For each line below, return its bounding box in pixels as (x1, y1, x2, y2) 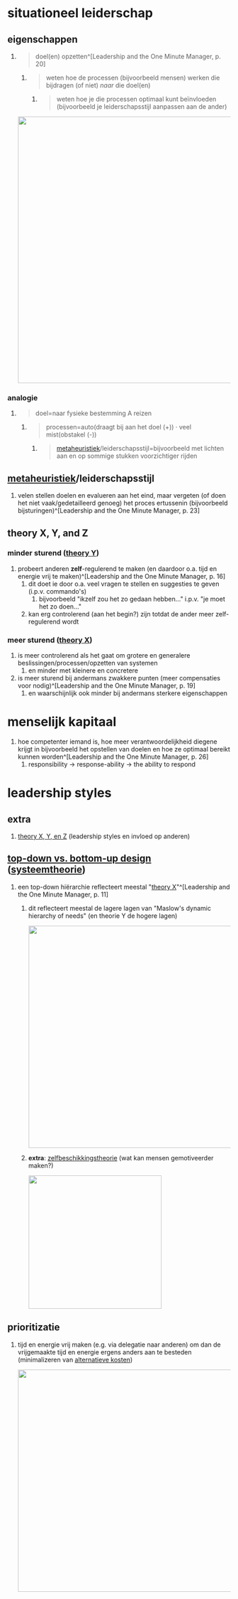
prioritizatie (7, 1321, 60, 1334)
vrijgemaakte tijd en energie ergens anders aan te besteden (17, 1347, 192, 1356)
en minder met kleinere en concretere (28, 666, 139, 675)
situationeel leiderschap (7, 5, 154, 21)
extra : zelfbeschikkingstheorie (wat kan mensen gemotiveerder (28, 1153, 214, 1162)
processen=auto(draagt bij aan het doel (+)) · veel (45, 423, 192, 432)
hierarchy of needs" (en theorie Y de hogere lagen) (28, 911, 178, 920)
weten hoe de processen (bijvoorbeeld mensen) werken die (45, 73, 220, 82)
